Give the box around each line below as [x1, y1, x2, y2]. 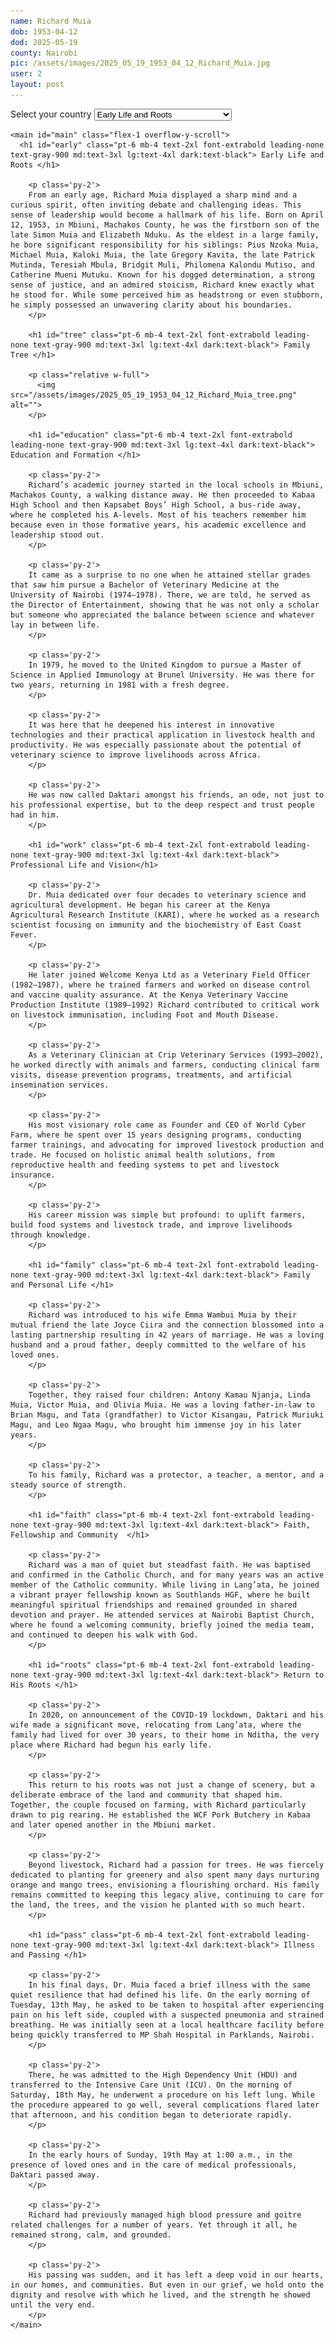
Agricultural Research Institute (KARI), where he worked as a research [10, 910, 320, 920]
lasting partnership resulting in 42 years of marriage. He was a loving [10, 1330, 325, 1340]
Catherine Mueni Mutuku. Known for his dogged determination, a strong [10, 270, 315, 280]
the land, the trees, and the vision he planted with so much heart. [10, 1900, 307, 1910]
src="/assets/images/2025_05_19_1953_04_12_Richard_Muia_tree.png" [10, 390, 298, 400]
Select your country [10, 108, 92, 120]
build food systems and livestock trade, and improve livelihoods [10, 1220, 293, 1230]
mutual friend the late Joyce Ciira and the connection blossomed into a [10, 1320, 325, 1330]
